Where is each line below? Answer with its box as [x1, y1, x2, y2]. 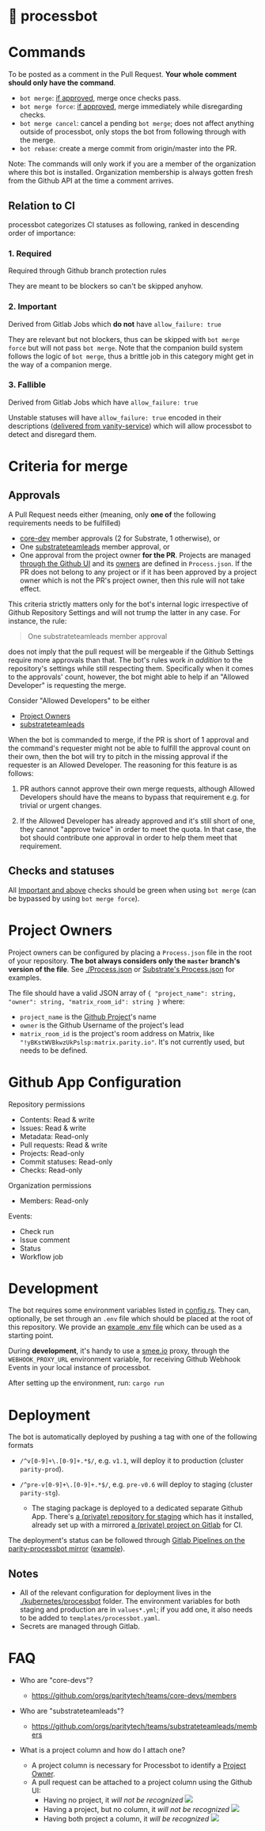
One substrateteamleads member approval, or [19, 541, 170, 551]
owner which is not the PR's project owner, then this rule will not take [19, 576, 245, 585]
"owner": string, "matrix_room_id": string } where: [8, 997, 185, 1006]
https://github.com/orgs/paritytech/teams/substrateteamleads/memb [31, 1722, 258, 1731]
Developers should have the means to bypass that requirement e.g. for [19, 792, 251, 802]
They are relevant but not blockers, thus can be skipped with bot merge [8, 334, 240, 344]
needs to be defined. [19, 1045, 89, 1055]
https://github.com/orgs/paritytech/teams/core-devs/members [31, 1691, 237, 1700]
